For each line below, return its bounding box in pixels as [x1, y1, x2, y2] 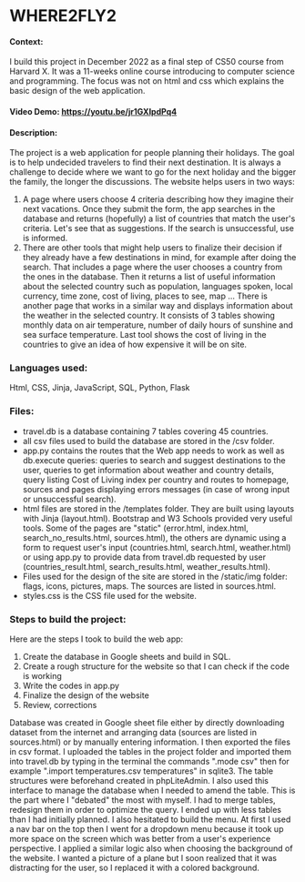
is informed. [22, 233, 68, 244]
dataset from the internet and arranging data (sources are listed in [9, 727, 258, 738]
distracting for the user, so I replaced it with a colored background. [9, 862, 259, 874]
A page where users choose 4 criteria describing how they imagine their [22, 194, 294, 205]
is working [22, 671, 62, 682]
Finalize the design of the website [22, 690, 150, 701]
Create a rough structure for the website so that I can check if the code [22, 661, 290, 672]
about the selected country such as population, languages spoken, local [22, 281, 293, 292]
